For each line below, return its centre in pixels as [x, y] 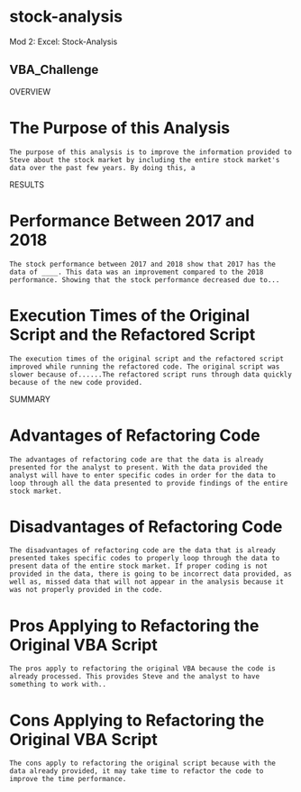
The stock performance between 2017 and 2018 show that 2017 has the [143, 264]
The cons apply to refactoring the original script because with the [143, 763]
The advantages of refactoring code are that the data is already [137, 460]
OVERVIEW [30, 91]
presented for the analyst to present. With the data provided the [139, 467]
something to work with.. [58, 685]
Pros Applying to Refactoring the [134, 626]
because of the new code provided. [76, 382]
